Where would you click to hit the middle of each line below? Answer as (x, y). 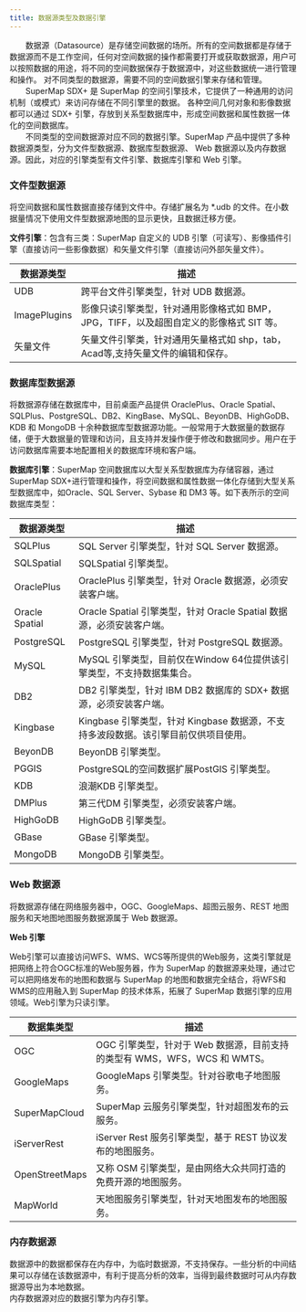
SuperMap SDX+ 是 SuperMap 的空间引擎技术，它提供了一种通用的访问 (159, 90)
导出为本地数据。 (57, 1286)
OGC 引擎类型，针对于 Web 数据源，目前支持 (192, 1044)
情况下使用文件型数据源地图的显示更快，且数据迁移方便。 (133, 218)
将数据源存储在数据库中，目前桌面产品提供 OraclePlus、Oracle (127, 405)
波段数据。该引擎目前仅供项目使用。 (174, 735)
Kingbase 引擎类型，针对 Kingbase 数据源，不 (177, 721)
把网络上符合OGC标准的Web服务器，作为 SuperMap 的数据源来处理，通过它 (153, 968)
